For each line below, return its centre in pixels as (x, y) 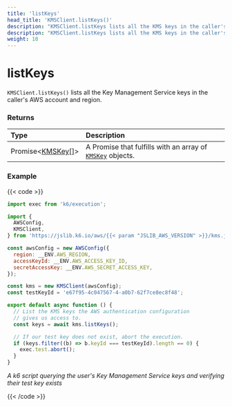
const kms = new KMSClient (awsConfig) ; (65, 286)
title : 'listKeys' (33, 13)
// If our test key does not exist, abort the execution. (99, 337)
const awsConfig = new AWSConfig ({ (58, 248)
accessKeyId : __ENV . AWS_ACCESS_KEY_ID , (71, 261)
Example (22, 177)
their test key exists (35, 383)
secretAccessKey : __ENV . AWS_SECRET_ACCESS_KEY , (83, 267)
